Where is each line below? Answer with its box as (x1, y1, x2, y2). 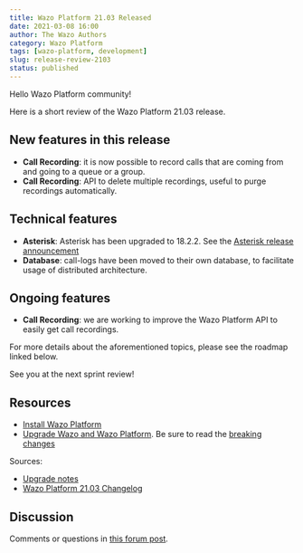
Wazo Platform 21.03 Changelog (22, 483, 143, 494)
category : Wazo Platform (9, 38, 103, 48)
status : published (9, 64, 79, 73)
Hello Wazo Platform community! (9, 88, 132, 100)
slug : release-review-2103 (9, 55, 111, 64)
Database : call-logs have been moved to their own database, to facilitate (22, 254, 295, 265)
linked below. (9, 351, 59, 362)
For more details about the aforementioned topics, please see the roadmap (9, 341, 289, 353)
